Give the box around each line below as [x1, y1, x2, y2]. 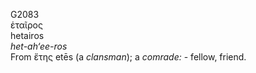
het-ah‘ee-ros [10, 40, 68, 52]
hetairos [10, 30, 45, 41]
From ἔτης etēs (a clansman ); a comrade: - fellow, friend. [10, 51, 247, 63]
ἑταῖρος [10, 19, 43, 31]
